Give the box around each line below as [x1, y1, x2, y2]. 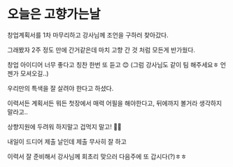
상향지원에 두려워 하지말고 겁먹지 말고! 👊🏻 [7, 122, 122, 131]
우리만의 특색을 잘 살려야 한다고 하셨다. [7, 84, 114, 92]
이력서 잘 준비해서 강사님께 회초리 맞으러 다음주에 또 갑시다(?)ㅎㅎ [7, 152, 187, 161]
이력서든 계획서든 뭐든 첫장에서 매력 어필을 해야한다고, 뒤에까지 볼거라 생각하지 [7, 99, 223, 107]
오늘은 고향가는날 [7, 6, 101, 22]
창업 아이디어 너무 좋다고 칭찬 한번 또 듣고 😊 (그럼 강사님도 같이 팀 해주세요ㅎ [7, 60, 219, 68]
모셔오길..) [20, 69, 49, 78]
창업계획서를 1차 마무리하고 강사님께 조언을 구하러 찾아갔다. [7, 31, 169, 39]
